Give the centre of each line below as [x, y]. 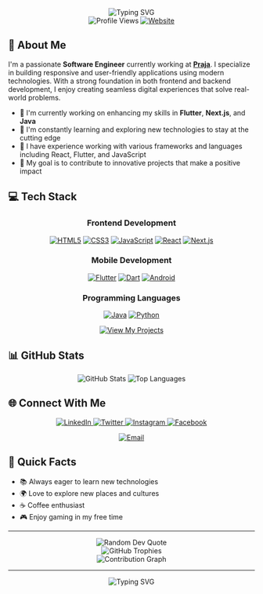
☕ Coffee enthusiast [52, 505]
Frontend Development [131, 223]
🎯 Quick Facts [42, 462]
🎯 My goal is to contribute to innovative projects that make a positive [130, 162]
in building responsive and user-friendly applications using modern [116, 72]
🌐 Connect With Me [57, 403]
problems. [44, 97]
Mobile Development [131, 261]
